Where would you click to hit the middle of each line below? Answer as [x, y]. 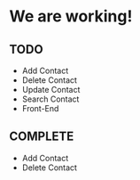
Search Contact [51, 99]
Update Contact [51, 90]
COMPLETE [42, 137]
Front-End [40, 108]
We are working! [71, 16]
